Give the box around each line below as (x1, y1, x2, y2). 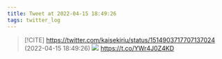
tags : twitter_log (7, 17, 61, 24)
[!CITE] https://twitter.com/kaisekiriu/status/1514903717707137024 (24, 35, 216, 44)
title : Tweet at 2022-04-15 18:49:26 (7, 10, 117, 17)
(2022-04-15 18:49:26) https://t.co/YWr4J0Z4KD (24, 44, 175, 52)
